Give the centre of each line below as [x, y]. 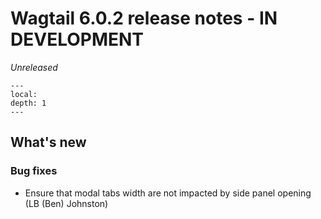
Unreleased [34, 67]
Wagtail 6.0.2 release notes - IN [144, 18]
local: [24, 94]
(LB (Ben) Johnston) [66, 203]
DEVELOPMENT [77, 39]
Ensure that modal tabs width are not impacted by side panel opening [168, 193]
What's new [48, 142]
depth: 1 [28, 103]
